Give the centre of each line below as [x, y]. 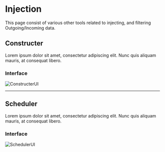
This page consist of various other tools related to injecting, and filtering [78, 23]
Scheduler [21, 104]
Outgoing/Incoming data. [30, 28]
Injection [23, 9]
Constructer [24, 44]
